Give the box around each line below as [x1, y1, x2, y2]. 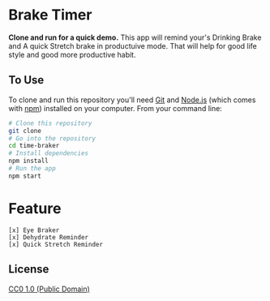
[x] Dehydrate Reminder [8, 233, 89, 241]
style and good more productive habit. [8, 49, 136, 59]
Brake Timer [8, 6, 92, 24]
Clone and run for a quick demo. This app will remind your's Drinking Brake [8, 32, 262, 42]
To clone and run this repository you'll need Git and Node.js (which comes [8, 95, 256, 105]
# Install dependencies [8, 149, 89, 157]
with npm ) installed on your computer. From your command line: [8, 103, 223, 113]
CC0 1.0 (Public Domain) [8, 284, 91, 294]
